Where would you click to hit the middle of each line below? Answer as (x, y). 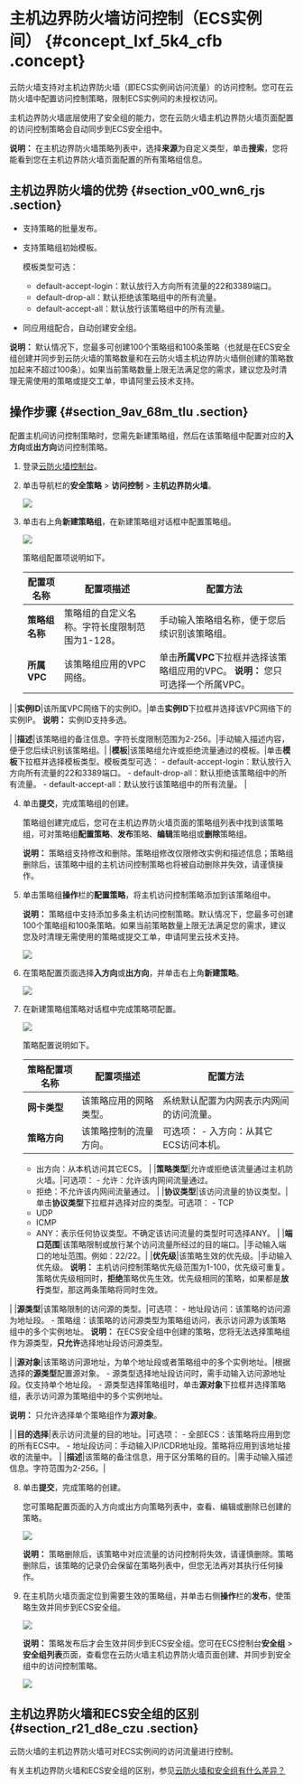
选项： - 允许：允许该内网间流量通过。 (142, 1179)
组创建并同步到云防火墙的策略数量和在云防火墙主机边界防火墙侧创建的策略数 (151, 358)
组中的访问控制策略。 (62, 1666)
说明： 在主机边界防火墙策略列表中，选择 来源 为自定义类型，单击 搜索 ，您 (145, 148)
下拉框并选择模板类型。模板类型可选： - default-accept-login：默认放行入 (154, 761)
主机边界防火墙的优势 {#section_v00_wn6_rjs (138, 191)
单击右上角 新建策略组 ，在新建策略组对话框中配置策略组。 (129, 521)
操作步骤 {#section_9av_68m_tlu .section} (129, 412)
